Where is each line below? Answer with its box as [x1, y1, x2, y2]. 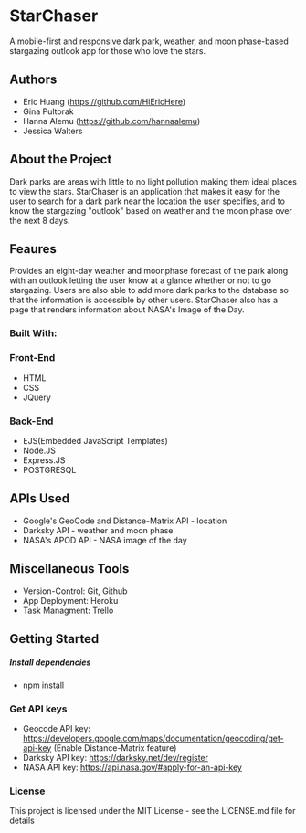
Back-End [9, 415, 54, 427]
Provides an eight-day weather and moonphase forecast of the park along [9, 266, 289, 277]
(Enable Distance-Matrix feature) [53, 743, 177, 754]
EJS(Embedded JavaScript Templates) [22, 435, 168, 446]
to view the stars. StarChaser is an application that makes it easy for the [9, 185, 280, 196]
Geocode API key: [22, 723, 91, 734]
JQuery [22, 392, 52, 403]
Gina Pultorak [22, 106, 75, 117]
